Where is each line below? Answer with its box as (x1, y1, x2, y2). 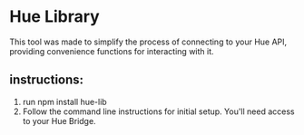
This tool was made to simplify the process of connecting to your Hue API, (9, 36, 288, 47)
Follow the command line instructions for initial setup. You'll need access (22, 106, 295, 117)
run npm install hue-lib (22, 96, 107, 107)
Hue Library (9, 6, 100, 27)
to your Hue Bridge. (22, 115, 97, 126)
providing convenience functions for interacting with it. (9, 45, 215, 56)
